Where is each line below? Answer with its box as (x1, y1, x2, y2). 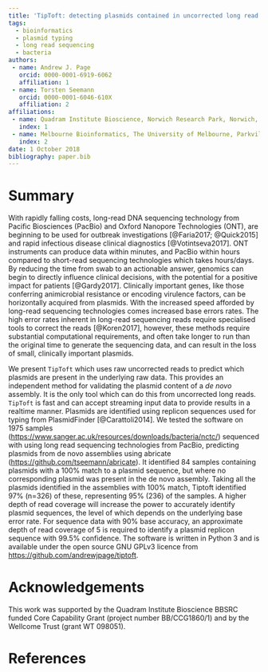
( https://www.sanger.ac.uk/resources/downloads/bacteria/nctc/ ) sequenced (8, 432, 259, 442)
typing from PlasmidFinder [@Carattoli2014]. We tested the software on (8, 415, 243, 425)
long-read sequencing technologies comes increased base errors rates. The (8, 306, 259, 316)
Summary (8, 187, 74, 205)
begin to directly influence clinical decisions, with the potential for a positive (8, 273, 258, 282)
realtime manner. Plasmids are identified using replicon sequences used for (8, 407, 257, 416)
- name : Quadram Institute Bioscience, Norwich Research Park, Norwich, (11, 116, 259, 124)
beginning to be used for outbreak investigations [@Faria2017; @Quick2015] (8, 230, 259, 240)
